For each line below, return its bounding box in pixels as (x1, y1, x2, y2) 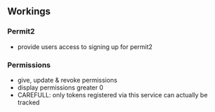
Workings (7, 6, 51, 17)
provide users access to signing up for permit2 (17, 42, 153, 51)
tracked (17, 98, 40, 106)
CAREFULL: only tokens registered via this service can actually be (17, 90, 208, 99)
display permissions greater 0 (17, 83, 104, 92)
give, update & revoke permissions (17, 76, 118, 84)
